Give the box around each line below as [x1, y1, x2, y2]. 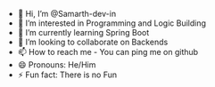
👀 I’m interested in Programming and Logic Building [17, 18, 207, 28]
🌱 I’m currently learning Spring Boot [17, 28, 150, 37]
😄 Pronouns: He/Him [17, 59, 96, 70]
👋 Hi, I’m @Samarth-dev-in [17, 9, 117, 19]
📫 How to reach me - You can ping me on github [17, 47, 199, 57]
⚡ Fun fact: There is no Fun [17, 69, 118, 80]
